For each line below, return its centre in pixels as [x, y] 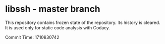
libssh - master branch [53, 9]
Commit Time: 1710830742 [32, 37]
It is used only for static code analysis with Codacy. [57, 27]
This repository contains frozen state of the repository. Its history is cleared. [82, 22]
